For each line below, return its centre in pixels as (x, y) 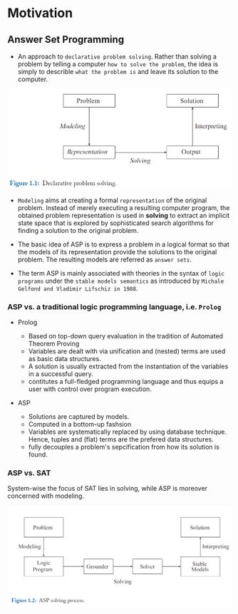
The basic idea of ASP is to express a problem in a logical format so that (123, 244)
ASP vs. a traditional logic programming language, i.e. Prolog (114, 306)
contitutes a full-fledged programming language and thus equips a (126, 382)
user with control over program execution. (90, 389)
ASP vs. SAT (29, 473)
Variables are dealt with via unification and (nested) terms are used (127, 351)
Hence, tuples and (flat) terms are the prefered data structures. (121, 439)
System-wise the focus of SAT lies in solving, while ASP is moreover (108, 489)
